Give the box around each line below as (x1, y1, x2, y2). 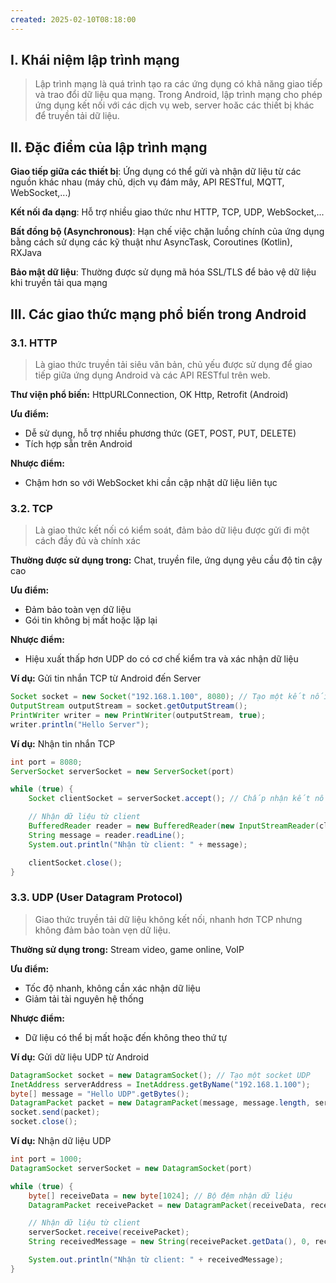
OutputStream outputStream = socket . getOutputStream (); (10, 701, 248, 711)
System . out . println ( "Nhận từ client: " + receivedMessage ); (28, 1255, 284, 1265)
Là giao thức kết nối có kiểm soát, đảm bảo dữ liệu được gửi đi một (34, 524, 310, 536)
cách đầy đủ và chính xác (34, 535, 142, 547)
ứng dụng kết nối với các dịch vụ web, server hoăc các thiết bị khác (34, 99, 315, 111)
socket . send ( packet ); (10, 1107, 101, 1118)
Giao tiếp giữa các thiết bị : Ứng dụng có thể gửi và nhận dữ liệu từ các (10, 166, 302, 178)
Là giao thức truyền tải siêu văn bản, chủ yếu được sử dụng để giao (34, 358, 313, 370)
